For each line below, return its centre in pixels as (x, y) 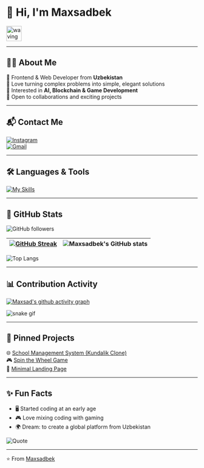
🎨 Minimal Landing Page (36, 368)
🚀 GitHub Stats (34, 214)
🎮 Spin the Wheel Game (37, 360)
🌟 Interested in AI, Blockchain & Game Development (72, 90)
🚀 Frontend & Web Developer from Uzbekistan (65, 77)
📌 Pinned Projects (40, 338)
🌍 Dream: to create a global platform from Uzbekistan (83, 427)
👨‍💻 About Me (32, 63)
